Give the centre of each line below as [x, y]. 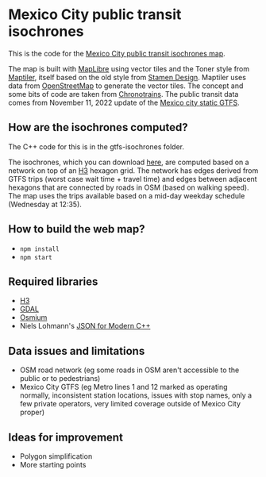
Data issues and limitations [77, 351]
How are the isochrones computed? [98, 127]
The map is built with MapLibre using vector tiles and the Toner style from [129, 68]
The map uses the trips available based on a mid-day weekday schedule [127, 195]
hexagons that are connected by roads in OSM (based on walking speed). [129, 187]
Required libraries [53, 281]
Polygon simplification [56, 456]
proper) [32, 412]
